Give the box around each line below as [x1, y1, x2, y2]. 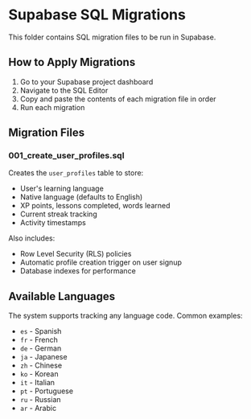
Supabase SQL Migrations [8, 6, 187, 24]
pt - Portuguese [19, 386, 74, 396]
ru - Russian [19, 395, 62, 405]
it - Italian [19, 378, 55, 388]
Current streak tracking [19, 209, 98, 219]
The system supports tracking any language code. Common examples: [8, 311, 243, 321]
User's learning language [19, 183, 105, 194]
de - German [19, 343, 62, 353]
